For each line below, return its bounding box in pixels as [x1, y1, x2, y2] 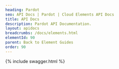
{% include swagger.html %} [5, 58, 65, 64]
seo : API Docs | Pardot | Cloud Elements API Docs [5, 12, 114, 17]
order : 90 [5, 44, 26, 49]
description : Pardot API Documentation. [5, 21, 92, 26]
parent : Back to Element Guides [5, 40, 73, 45]
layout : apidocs [5, 26, 39, 31]
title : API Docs [5, 16, 39, 21]
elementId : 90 [5, 35, 35, 40]
